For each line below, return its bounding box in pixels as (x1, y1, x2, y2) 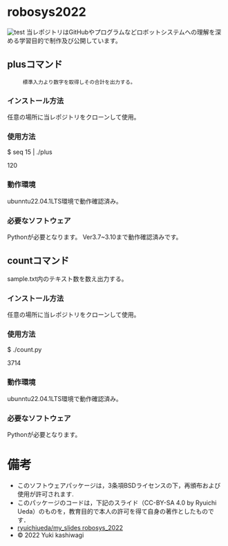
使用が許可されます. (17, 489, 74, 498)
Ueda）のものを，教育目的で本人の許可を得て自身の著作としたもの (17, 507, 209, 515)
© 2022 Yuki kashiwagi (17, 531, 84, 539)
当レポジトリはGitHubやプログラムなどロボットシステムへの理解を (26, 28, 216, 36)
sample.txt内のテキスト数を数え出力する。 (7, 274, 128, 283)
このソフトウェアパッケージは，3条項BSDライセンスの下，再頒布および (17, 481, 221, 489)
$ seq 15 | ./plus (7, 148, 53, 156)
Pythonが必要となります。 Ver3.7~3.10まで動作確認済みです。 (7, 233, 182, 241)
